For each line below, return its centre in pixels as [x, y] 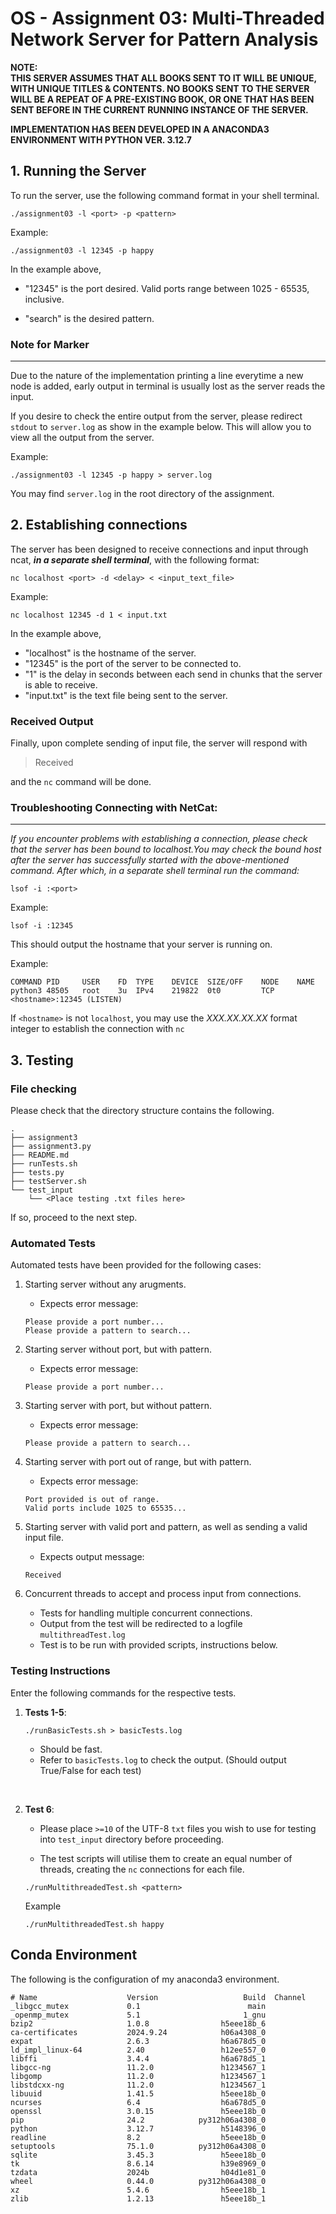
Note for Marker [50, 344]
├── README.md [40, 1155]
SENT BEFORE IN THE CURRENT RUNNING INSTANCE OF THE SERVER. [159, 109]
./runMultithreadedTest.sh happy [94, 1924]
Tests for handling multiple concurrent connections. [146, 1613]
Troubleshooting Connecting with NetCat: [114, 808]
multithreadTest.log [82, 1635]
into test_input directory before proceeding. [132, 1839]
